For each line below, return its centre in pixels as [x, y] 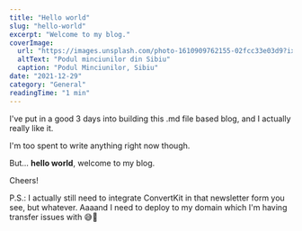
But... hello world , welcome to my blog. [82, 163]
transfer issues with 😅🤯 [53, 217]
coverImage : [31, 43]
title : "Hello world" [50, 18]
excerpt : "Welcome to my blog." [70, 34]
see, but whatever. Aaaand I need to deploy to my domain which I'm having [148, 207]
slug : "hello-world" [48, 26]
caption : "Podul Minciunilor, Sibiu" [88, 68]
